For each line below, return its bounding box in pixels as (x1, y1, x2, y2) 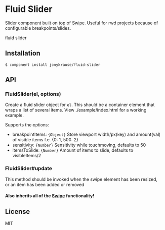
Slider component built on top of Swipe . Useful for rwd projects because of (5, 20, 158, 26)
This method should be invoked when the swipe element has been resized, (5, 176, 158, 182)
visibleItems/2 (12, 153, 41, 159)
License (5, 207, 30, 216)
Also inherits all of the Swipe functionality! (5, 193, 95, 199)
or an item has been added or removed (5, 181, 84, 187)
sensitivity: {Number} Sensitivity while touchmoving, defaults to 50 (12, 142, 146, 148)
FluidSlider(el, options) (5, 91, 61, 98)
